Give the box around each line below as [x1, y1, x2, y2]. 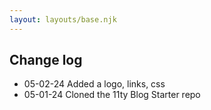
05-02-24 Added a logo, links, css [23, 78, 166, 90]
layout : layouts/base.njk [9, 14, 117, 25]
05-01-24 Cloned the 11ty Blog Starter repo [23, 89, 201, 101]
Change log [9, 52, 83, 69]
